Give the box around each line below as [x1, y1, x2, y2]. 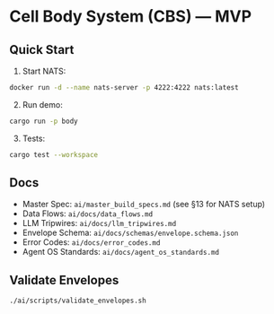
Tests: [22, 133, 46, 144]
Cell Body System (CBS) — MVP [9, 6, 252, 27]
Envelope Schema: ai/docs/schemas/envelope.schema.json [22, 227, 239, 239]
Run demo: [22, 99, 63, 109]
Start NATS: [22, 65, 66, 76]
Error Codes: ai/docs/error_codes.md [22, 237, 161, 248]
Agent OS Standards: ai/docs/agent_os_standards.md [22, 247, 220, 257]
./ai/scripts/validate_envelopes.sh [9, 296, 146, 306]
